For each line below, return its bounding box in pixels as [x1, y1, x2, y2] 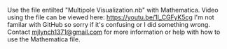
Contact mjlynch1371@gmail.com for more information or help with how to [7, 28, 221, 36]
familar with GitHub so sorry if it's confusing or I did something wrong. [7, 21, 210, 28]
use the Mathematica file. [7, 35, 81, 43]
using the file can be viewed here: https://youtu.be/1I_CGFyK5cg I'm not [7, 13, 215, 21]
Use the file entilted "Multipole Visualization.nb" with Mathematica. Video [7, 6, 219, 14]
